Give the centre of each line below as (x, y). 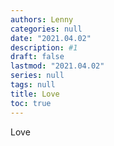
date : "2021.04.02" (51, 38)
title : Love (35, 94)
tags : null (33, 85)
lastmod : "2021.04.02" (57, 66)
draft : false (37, 57)
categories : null (46, 29)
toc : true (31, 103)
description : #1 (44, 47)
